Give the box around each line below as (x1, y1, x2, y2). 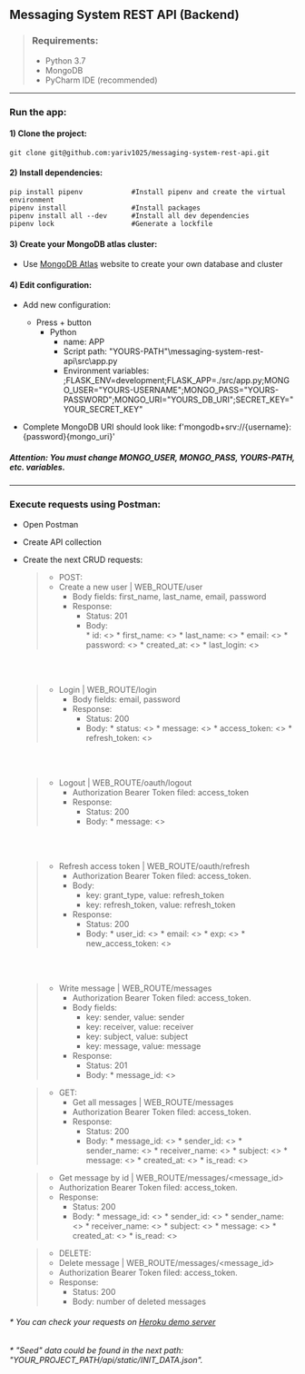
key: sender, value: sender (85, 1012, 185, 1023)
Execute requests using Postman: (9, 499, 162, 511)
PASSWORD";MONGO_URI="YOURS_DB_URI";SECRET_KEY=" (63, 394, 294, 405)
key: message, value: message (85, 1040, 202, 1052)
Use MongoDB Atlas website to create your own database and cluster (22, 259, 283, 270)
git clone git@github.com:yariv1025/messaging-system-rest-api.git (9, 148, 271, 157)
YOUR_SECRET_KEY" (63, 404, 143, 415)
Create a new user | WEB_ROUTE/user (58, 581, 203, 592)
